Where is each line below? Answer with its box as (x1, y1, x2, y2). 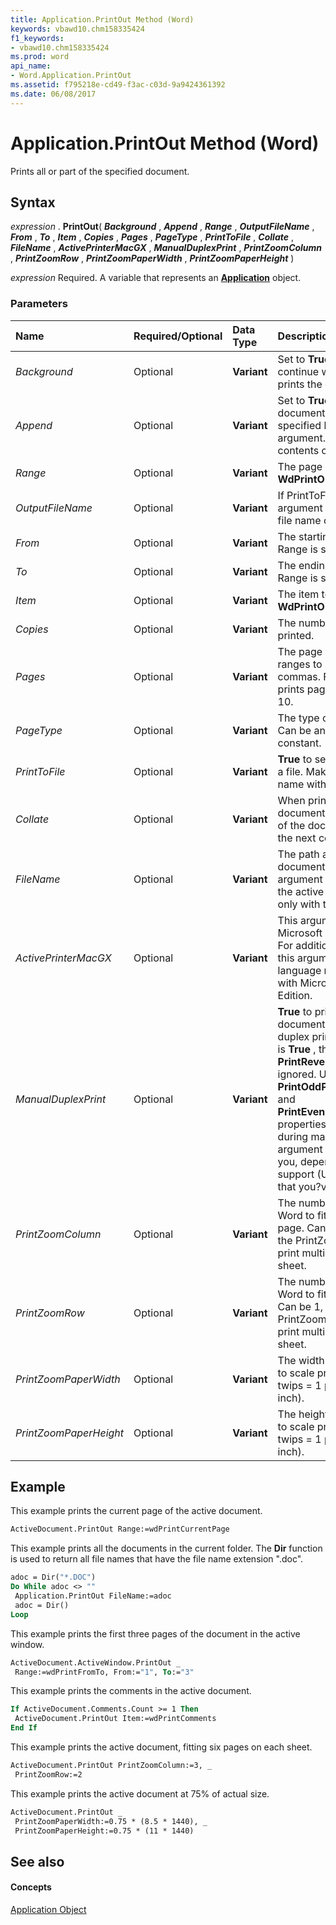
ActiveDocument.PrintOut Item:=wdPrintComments (14, 1714, 217, 1724)
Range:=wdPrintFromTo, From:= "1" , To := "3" (14, 1667, 195, 1677)
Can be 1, (277, 1299, 324, 1313)
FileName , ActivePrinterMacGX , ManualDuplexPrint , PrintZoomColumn (10, 242, 323, 254)
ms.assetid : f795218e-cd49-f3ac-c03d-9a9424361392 (10, 80, 226, 90)
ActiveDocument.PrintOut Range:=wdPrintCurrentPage (10, 1524, 230, 1535)
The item (277, 587, 320, 601)
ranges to (277, 657, 323, 671)
